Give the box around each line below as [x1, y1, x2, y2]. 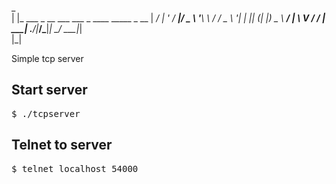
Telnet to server [11, 137, 113, 154]
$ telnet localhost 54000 [11, 163, 139, 174]
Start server [11, 82, 88, 99]
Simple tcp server [11, 53, 84, 64]
